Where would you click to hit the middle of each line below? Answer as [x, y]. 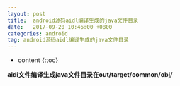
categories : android [38, 33]
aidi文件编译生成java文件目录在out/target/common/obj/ [90, 75]
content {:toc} [38, 60]
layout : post [27, 14]
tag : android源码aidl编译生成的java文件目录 [68, 40]
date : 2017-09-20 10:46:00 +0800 [60, 27]
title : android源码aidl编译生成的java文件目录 [73, 20]
